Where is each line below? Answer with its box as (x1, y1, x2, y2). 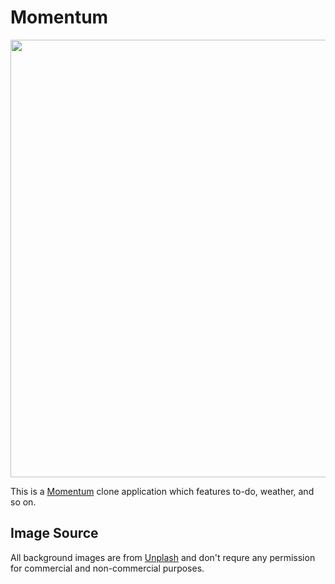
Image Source (10, 525, 99, 542)
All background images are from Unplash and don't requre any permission (10, 551, 316, 563)
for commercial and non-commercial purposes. (10, 562, 205, 574)
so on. (10, 496, 37, 508)
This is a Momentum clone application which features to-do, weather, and (10, 485, 315, 497)
